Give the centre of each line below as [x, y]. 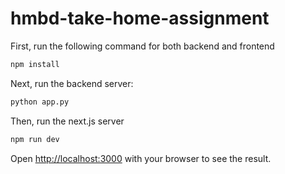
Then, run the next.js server [67, 121]
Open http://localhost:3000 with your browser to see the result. [141, 158]
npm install [35, 64]
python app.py [40, 102]
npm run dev [35, 139]
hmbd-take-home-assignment [140, 18]
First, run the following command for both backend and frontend [142, 46]
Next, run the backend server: [72, 83]
